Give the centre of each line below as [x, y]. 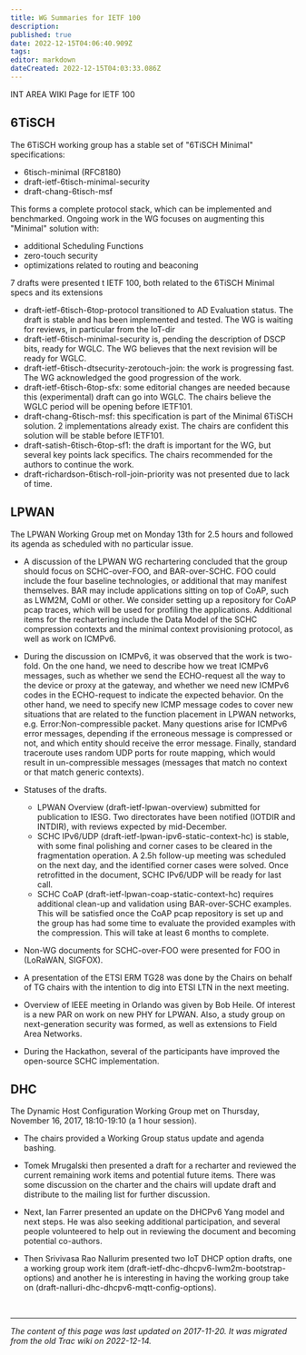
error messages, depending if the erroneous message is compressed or [158, 733]
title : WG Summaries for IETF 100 [76, 18]
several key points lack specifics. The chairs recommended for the [148, 454]
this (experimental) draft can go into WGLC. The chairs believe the [147, 397]
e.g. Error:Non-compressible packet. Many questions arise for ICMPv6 [155, 724]
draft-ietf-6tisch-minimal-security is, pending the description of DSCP [154, 339]
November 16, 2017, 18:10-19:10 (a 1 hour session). [104, 1121]
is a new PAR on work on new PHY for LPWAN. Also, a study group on [154, 1014]
